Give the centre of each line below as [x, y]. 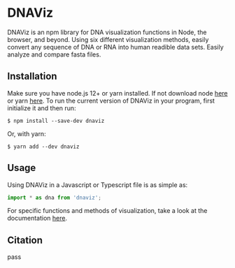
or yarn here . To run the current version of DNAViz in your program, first [111, 100]
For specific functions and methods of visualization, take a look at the [107, 211]
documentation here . [37, 218]
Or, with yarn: [27, 133]
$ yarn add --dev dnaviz [43, 147]
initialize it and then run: [42, 108]
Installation [32, 76]
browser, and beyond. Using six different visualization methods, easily [108, 39]
